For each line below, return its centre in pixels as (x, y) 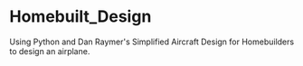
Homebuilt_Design (80, 17)
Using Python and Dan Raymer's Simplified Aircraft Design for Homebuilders (152, 42)
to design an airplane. (50, 51)
